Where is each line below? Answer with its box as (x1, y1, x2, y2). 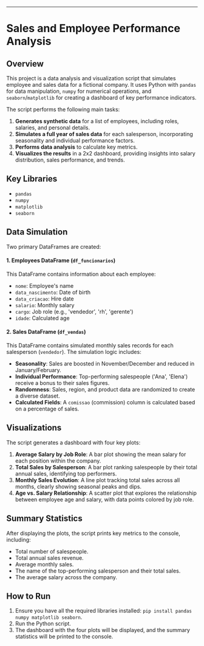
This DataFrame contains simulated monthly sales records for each (6, 342, 174, 349)
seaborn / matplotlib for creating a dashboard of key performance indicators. (6, 94, 197, 101)
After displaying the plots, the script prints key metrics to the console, (6, 529, 180, 537)
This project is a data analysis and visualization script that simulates (6, 75, 176, 82)
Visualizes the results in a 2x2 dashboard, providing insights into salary (15, 150, 195, 157)
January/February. (15, 367, 62, 374)
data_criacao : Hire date (15, 295, 74, 302)
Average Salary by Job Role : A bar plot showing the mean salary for (15, 450, 186, 458)
